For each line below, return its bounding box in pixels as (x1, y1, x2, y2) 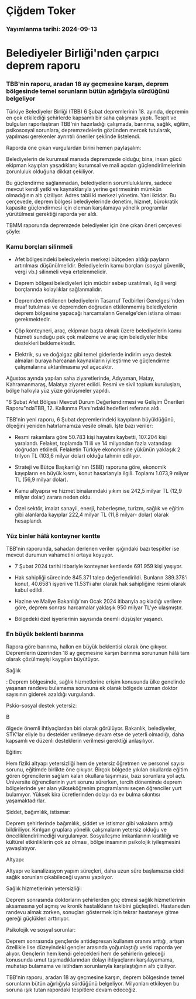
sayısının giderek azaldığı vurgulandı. (6, 691, 95, 698)
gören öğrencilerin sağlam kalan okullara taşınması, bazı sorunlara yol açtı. (6, 773, 186, 780)
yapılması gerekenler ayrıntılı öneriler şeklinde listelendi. (6, 133, 141, 140)
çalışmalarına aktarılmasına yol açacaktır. (14, 363, 114, 370)
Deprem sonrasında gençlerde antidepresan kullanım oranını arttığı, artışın (6, 938, 184, 945)
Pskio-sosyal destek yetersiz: (6, 702, 77, 709)
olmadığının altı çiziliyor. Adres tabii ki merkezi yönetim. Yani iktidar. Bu (6, 191, 177, 198)
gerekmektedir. (14, 315, 51, 322)
